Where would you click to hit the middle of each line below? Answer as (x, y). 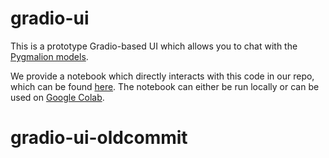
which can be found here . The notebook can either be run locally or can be (165, 86)
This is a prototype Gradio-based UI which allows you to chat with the (154, 46)
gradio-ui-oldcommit (99, 138)
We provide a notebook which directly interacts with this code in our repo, (162, 76)
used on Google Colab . (57, 97)
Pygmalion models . (49, 56)
